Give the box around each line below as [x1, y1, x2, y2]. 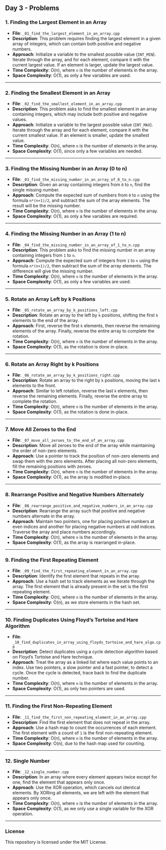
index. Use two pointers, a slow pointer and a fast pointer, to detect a [12, 664, 153, 670]
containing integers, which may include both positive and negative [12, 111, 147, 117]
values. [12, 116, 27, 122]
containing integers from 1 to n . [12, 252, 76, 258]
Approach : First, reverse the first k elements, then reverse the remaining [12, 323, 160, 328]
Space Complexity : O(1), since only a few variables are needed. [12, 148, 143, 154]
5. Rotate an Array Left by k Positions [5, 295, 95, 302]
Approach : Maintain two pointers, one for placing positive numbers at [12, 518, 155, 524]
